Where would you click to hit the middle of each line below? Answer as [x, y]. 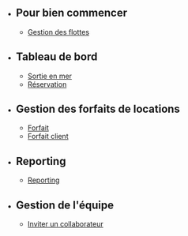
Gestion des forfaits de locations [98, 109]
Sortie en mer [50, 76]
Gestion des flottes [58, 32]
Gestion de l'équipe [65, 205]
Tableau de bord [56, 57]
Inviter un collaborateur [66, 224]
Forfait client [48, 137]
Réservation [47, 84]
